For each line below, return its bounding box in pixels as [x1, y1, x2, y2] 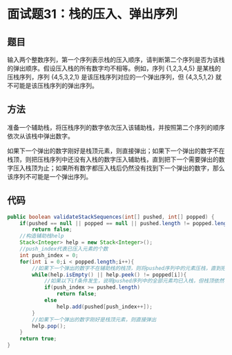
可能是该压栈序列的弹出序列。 [12, 81, 98, 90]
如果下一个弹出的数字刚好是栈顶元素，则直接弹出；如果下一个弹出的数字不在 [7, 146, 225, 155]
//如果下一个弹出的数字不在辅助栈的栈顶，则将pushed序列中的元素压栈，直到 [32, 265, 222, 271]
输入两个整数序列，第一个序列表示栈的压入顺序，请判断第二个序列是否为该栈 [7, 56, 225, 64]
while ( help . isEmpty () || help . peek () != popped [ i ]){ [32, 271, 187, 278]
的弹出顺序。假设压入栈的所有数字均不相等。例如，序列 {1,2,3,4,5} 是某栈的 [7, 64, 221, 73]
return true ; [19, 336, 57, 343]
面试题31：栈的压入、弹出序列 [7, 6, 178, 22]
